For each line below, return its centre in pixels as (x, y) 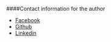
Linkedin (26, 33)
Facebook (28, 20)
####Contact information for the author (56, 9)
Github (23, 27)
